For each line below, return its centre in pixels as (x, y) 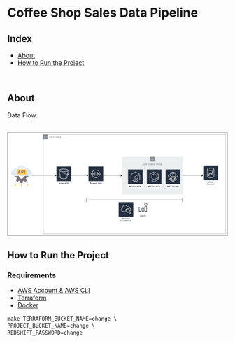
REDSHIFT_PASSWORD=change (45, 333)
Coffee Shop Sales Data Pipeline (102, 13)
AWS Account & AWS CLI (54, 291)
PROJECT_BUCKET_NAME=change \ (51, 326)
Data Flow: (23, 115)
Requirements (32, 275)
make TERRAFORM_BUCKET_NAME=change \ (62, 319)
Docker (28, 305)
